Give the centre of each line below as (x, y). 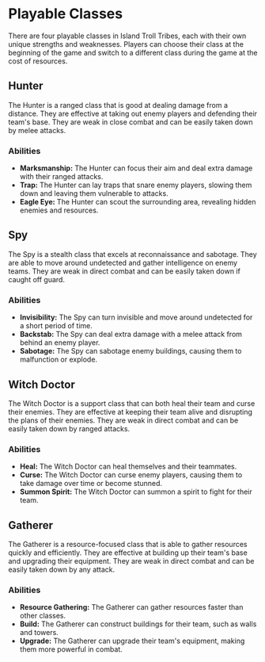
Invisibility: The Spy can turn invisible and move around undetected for (136, 317)
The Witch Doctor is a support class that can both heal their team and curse (132, 403)
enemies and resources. (59, 210)
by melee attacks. (37, 130)
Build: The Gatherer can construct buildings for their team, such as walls (138, 624)
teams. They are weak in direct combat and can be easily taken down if (125, 271)
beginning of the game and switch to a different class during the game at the (133, 52)
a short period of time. (56, 326)
